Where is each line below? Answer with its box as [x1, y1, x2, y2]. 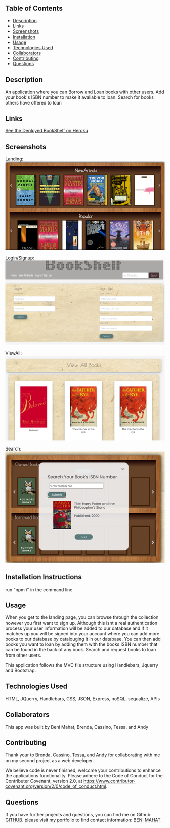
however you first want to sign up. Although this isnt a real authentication [5, 620, 158, 626]
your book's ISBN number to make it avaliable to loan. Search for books [5, 94, 154, 100]
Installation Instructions [5, 573, 82, 581]
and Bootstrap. [5, 667, 36, 674]
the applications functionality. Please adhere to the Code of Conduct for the [5, 772, 163, 778]
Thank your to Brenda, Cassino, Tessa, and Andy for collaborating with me [5, 752, 160, 758]
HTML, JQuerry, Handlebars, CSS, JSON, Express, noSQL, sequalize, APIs [5, 696, 160, 702]
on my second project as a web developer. [5, 757, 94, 763]
